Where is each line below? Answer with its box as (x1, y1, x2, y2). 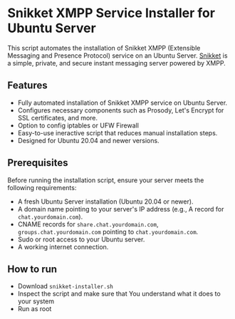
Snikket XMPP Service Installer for (7, 5, 216, 21)
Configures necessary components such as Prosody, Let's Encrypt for (17, 105, 224, 115)
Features (7, 80, 48, 92)
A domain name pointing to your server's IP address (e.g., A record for (17, 204, 224, 213)
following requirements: (7, 183, 77, 192)
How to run (7, 263, 58, 275)
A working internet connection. (17, 242, 109, 251)
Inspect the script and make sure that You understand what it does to (17, 290, 221, 298)
